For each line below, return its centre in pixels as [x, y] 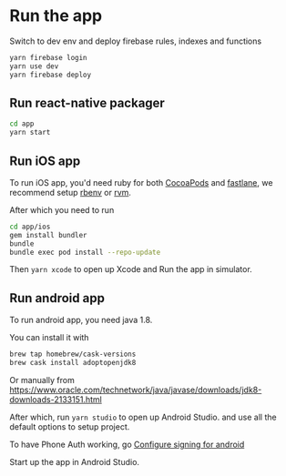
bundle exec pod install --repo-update [85, 252]
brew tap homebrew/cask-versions [73, 354]
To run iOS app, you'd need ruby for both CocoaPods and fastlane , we [141, 182]
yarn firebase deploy [51, 75]
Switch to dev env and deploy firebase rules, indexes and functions [136, 41]
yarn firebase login [49, 57]
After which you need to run [62, 209]
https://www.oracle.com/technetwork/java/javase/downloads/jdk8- [136, 390]
